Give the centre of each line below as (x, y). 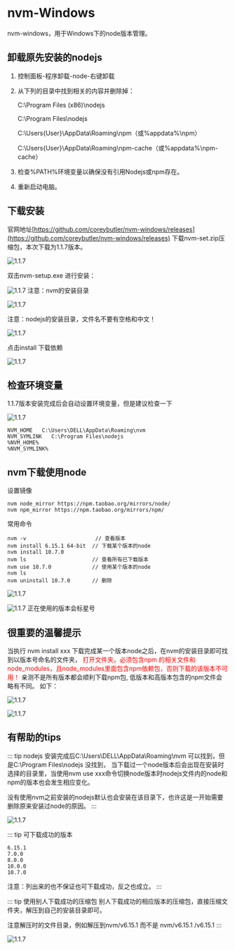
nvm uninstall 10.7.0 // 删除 (60, 581)
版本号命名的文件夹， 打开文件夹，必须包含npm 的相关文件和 (107, 660)
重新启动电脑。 (39, 186)
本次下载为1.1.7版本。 (56, 247)
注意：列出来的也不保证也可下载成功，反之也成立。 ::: (85, 886)
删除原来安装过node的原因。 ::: (52, 806)
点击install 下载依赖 (35, 347)
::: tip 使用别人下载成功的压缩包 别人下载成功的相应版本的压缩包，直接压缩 (115, 901)
